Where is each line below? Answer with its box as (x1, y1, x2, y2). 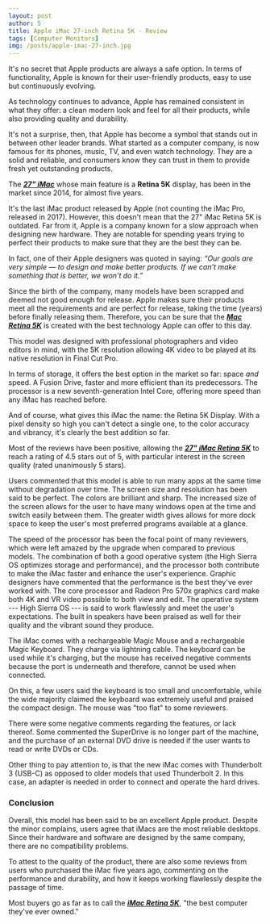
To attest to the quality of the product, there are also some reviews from (8, 857, 247, 867)
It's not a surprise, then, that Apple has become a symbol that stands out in (8, 130, 258, 140)
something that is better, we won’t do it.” (8, 271, 143, 281)
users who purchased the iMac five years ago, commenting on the (8, 865, 229, 876)
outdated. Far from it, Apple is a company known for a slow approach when (8, 221, 259, 231)
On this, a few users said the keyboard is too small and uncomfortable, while (8, 686, 262, 696)
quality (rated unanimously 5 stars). (8, 461, 127, 470)
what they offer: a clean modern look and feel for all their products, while (8, 106, 251, 115)
